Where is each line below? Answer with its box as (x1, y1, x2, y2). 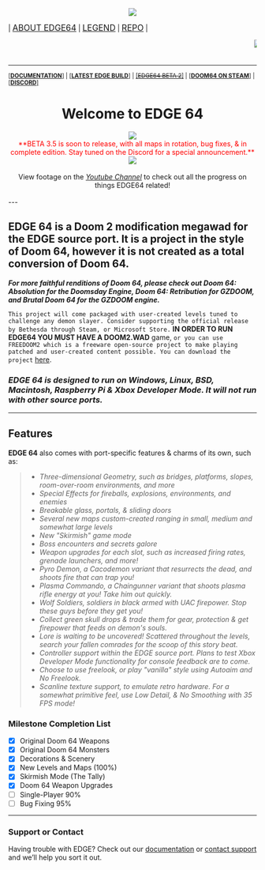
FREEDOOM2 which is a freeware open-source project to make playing (8, 341, 238, 348)
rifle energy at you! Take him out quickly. (39, 589, 172, 599)
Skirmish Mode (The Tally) (19, 772, 106, 781)
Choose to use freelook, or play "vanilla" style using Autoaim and (39, 665, 252, 674)
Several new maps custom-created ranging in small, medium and (39, 514, 252, 523)
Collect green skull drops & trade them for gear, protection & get (39, 614, 249, 623)
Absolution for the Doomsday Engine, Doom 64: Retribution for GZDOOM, (8, 286, 255, 296)
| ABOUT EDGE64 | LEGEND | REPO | (8, 23, 148, 33)
